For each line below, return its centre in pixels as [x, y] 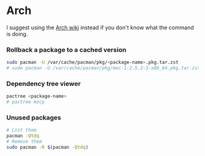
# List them [21, 130]
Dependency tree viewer [44, 83]
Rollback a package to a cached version [67, 49]
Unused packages [34, 118]
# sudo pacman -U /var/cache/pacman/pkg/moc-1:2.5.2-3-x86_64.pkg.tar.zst [103, 68]
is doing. [17, 34]
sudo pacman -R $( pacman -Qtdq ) [47, 147]
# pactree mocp [26, 102]
